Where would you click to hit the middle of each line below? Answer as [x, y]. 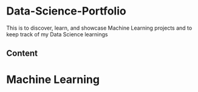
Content [22, 54]
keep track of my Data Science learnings [57, 34]
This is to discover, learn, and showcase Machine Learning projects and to [99, 28]
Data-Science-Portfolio [66, 11]
